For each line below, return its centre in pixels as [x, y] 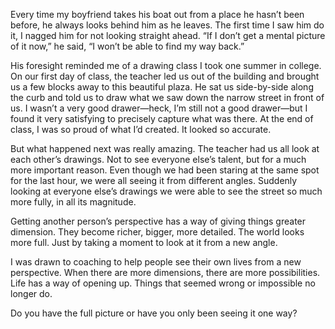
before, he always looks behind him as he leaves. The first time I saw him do [167, 25]
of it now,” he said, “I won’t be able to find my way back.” [127, 46]
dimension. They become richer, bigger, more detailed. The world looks [157, 232]
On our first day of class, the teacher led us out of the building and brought [165, 76]
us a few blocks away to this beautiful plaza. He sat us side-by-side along [162, 87]
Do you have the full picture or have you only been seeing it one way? [154, 313]
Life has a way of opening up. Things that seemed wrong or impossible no [163, 283]
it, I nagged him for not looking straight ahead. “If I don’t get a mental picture [168, 35]
